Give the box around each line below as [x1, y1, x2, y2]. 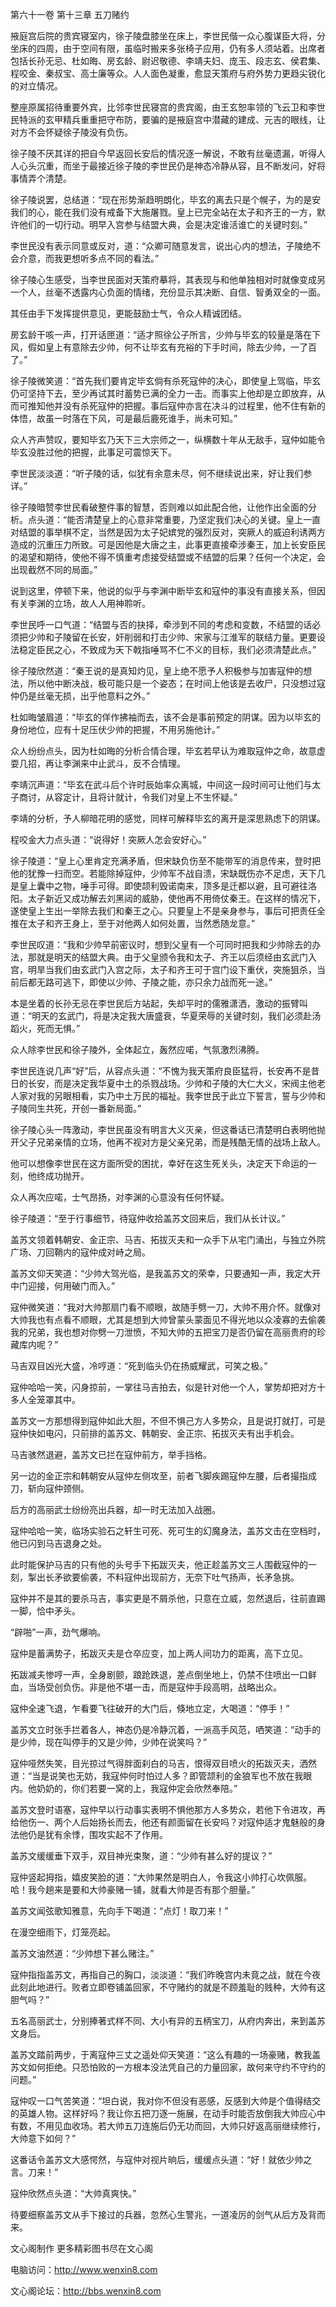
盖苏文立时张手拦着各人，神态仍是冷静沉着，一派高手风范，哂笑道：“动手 [10, 1724, 313, 1735]
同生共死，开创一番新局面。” [27, 1103, 142, 1114]
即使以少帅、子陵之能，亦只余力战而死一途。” [88, 976, 273, 988]
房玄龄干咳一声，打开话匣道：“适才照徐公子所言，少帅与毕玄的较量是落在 [10, 329, 313, 340]
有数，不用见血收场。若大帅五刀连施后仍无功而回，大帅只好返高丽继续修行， [10, 2120, 326, 2132]
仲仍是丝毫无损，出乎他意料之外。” [10, 690, 151, 702]
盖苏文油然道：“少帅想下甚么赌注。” [10, 1948, 155, 1959]
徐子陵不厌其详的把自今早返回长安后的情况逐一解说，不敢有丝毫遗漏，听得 [10, 148, 317, 159]
